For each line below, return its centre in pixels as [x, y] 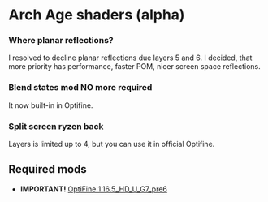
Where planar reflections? [61, 41]
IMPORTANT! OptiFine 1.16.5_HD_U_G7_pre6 [94, 189]
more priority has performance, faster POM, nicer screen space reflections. [135, 67]
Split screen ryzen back [56, 126]
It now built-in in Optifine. [51, 105]
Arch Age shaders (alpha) [97, 15]
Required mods [48, 169]
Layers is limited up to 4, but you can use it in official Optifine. [112, 144]
